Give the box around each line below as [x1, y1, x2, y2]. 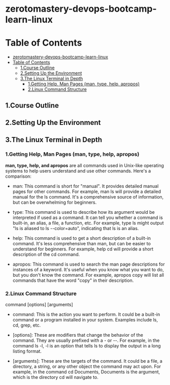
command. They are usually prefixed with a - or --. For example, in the [12, 337, 160, 343]
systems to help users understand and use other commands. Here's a [5, 168, 151, 174]
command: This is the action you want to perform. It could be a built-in [12, 311, 160, 317]
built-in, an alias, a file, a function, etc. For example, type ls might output [12, 219, 164, 226]
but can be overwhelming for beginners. [12, 199, 97, 205]
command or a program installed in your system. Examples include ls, [12, 316, 158, 323]
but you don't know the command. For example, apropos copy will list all [12, 272, 164, 278]
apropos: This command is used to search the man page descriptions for [12, 261, 165, 267]
